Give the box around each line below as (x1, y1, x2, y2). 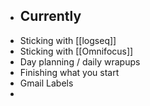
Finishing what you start (19, 66, 120, 78)
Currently (19, 8, 82, 25)
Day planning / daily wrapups (19, 55, 141, 68)
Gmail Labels (19, 77, 74, 89)
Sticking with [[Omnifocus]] (19, 45, 134, 57)
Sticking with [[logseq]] (19, 34, 117, 46)
